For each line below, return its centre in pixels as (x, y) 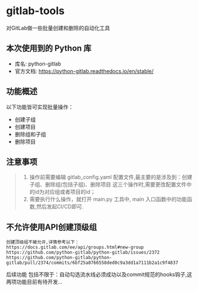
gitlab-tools (35, 11)
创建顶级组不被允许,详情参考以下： (43, 242)
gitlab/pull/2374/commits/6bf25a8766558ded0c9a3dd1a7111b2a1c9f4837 (92, 263)
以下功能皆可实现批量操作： (40, 107)
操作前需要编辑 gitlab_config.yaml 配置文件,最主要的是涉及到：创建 (111, 177)
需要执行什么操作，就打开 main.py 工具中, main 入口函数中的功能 (108, 200)
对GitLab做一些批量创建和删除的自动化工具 (58, 28)
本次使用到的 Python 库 (49, 48)
